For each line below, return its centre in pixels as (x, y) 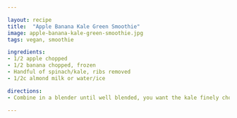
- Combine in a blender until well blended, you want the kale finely (113, 98)
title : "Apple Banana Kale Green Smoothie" (74, 26)
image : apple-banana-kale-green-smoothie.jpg (75, 33)
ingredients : (26, 52)
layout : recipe (30, 20)
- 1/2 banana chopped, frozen (52, 65)
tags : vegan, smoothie (41, 39)
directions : (25, 91)
